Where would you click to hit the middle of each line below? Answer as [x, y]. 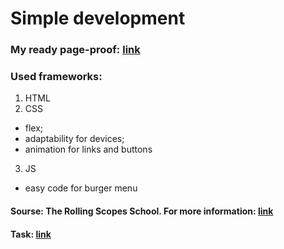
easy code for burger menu [81, 188]
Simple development [98, 18]
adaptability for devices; [74, 139]
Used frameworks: [56, 77]
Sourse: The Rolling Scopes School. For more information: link [142, 211]
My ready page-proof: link [75, 50]
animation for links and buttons [88, 149]
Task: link [31, 234]
